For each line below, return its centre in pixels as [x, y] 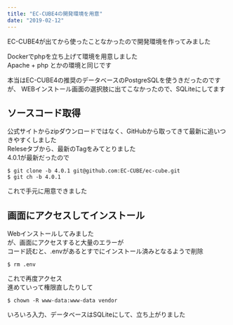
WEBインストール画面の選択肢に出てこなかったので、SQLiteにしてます [123, 89]
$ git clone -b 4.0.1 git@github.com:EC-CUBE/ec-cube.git [94, 171]
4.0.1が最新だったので [39, 158]
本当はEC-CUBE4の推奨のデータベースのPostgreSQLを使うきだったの [108, 80]
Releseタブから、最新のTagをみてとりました [72, 149]
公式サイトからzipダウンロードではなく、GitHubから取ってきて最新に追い [114, 132]
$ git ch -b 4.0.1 [34, 177]
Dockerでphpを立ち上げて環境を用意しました [73, 56]
